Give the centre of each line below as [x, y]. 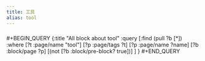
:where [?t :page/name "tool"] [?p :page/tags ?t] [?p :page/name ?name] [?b [102, 45]
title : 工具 [21, 12]
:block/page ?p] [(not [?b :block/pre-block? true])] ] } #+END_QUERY [93, 51]
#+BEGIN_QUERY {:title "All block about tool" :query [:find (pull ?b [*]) [94, 38]
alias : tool [21, 18]
